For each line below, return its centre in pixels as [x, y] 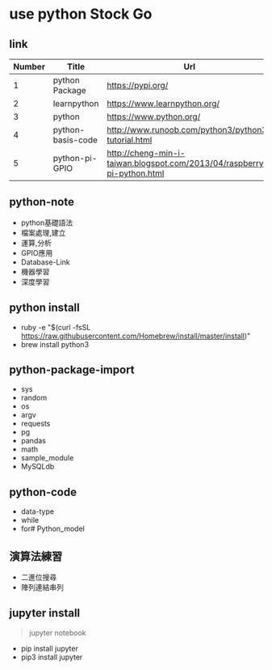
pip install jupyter [50, 648]
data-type [38, 511]
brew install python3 [55, 344]
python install [44, 308]
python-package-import [72, 370]
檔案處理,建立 [43, 232]
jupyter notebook [57, 633]
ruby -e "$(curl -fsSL [56, 327]
